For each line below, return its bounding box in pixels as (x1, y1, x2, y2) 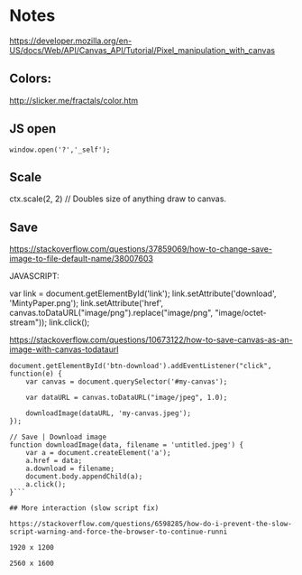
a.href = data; (25, 457, 83, 466)
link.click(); (49, 317, 90, 328)
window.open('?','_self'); (9, 145, 111, 154)
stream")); (9, 317, 48, 328)
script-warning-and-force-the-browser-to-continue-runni (9, 527, 228, 537)
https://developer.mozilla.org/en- (9, 35, 133, 46)
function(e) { (9, 369, 63, 379)
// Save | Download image (9, 432, 106, 442)
